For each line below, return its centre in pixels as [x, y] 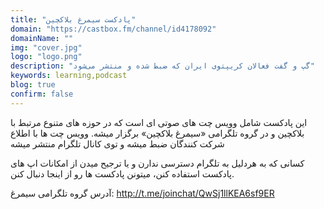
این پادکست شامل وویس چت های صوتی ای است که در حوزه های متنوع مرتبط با [159, 122]
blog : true [33, 85]
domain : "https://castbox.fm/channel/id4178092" [113, 29]
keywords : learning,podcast [69, 76]
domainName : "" [42, 38]
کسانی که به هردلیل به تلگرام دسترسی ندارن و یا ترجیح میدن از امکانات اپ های [157, 163]
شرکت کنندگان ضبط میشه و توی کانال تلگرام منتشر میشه [117, 143]
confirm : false [42, 94]
